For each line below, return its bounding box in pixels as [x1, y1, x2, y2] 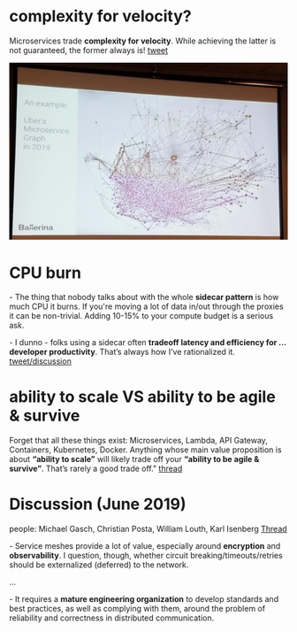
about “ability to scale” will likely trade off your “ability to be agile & [9, 454, 260, 465]
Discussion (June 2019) [9, 494, 187, 514]
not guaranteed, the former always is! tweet [9, 44, 169, 55]
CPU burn [9, 263, 82, 282]
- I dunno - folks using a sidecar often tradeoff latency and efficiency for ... [9, 337, 287, 348]
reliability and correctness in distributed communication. [9, 613, 215, 623]
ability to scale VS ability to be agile [9, 387, 276, 407]
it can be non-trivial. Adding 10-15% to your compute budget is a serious [9, 311, 274, 321]
